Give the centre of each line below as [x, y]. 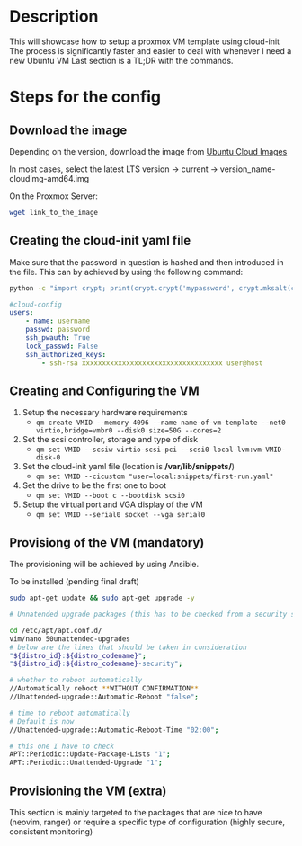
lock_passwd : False [62, 346]
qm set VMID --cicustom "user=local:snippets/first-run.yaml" [155, 477]
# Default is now [42, 721]
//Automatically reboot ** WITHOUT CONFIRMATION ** [104, 689]
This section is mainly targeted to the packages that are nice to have [136, 812]
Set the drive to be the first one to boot [94, 485]
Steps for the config [85, 97]
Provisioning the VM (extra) [88, 791]
